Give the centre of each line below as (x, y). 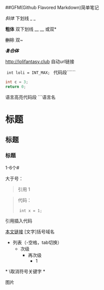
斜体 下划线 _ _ (20, 18)
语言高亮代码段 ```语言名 (31, 97)
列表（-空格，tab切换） (37, 242)
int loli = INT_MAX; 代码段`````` (41, 72)
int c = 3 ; (17, 82)
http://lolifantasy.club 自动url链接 (40, 62)
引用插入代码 (19, 221)
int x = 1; (31, 211)
